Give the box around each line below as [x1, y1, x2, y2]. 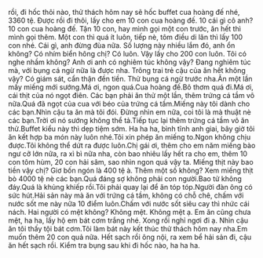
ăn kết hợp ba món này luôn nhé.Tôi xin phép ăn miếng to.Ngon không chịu [8, 133, 251, 141]
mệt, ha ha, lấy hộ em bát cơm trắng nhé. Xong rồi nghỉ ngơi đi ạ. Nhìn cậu [8, 216, 249, 225]
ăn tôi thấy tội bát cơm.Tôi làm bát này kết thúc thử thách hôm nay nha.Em [8, 224, 248, 233]
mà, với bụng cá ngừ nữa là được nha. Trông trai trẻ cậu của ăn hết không [8, 66, 246, 74]
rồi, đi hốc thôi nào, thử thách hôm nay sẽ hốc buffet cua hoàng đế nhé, [8, 8, 240, 16]
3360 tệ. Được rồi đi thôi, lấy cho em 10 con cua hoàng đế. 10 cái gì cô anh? [8, 16, 254, 25]
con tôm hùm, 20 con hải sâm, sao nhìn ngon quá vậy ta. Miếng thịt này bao [8, 158, 254, 166]
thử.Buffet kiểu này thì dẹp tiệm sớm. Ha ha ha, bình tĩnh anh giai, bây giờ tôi [8, 124, 255, 133]
